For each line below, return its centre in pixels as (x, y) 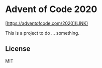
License (18, 49)
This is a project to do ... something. (42, 33)
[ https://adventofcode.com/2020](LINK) (47, 23)
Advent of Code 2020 (51, 9)
